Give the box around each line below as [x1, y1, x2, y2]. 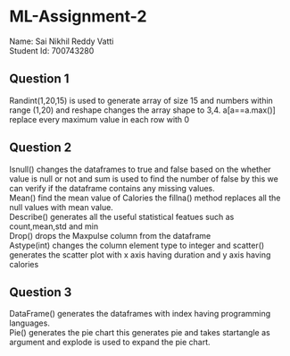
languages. [9, 318, 51, 328]
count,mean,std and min [9, 221, 99, 232]
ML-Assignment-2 [9, 6, 147, 27]
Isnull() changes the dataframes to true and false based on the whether [9, 164, 271, 174]
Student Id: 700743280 [9, 45, 95, 55]
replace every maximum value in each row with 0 [9, 114, 190, 124]
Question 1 [9, 72, 70, 87]
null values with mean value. [9, 201, 113, 212]
